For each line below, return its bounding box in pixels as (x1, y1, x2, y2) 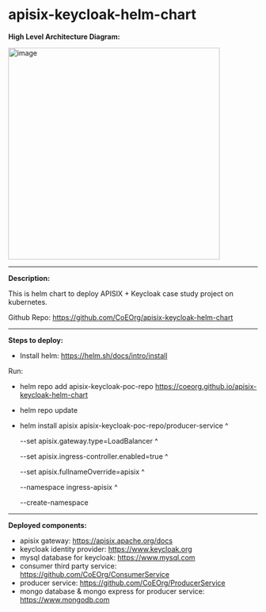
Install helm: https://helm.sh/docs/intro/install (19, 351, 168, 360)
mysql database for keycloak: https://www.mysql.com (19, 552, 196, 562)
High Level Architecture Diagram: (8, 32, 120, 41)
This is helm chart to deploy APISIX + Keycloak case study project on (8, 288, 234, 298)
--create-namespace (19, 498, 89, 507)
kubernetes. (8, 297, 47, 306)
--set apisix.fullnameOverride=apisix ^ (19, 467, 145, 476)
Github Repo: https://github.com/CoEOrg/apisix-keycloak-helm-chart (8, 312, 234, 322)
